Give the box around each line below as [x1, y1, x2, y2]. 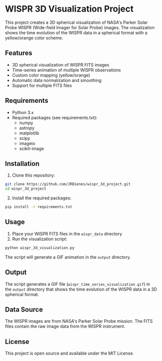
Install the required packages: [12, 195, 72, 201]
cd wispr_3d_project [5, 186, 47, 191]
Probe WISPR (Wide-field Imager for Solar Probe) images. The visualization [5, 24, 155, 30]
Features [5, 49, 32, 57]
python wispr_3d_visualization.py [5, 245, 75, 250]
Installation [5, 159, 40, 168]
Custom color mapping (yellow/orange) [12, 72, 90, 78]
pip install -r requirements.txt [5, 205, 73, 210]
